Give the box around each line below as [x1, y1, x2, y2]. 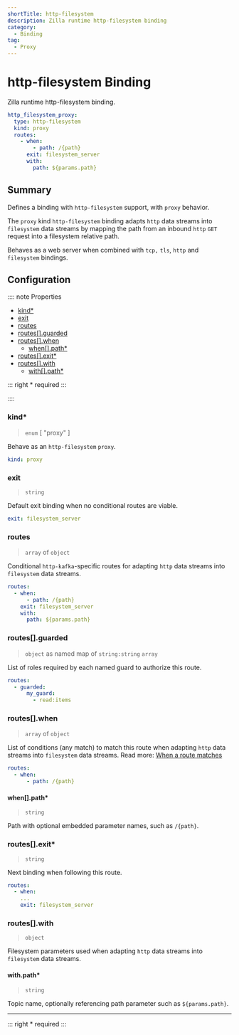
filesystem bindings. [7, 253, 69, 262]
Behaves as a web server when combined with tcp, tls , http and [7, 245, 199, 254]
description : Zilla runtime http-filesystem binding [7, 17, 167, 24]
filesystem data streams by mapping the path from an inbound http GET [7, 224, 218, 233]
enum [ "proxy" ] [24, 428, 70, 437]
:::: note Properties [7, 292, 62, 301]
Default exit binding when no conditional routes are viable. [7, 501, 178, 509]
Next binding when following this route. [7, 868, 122, 876]
